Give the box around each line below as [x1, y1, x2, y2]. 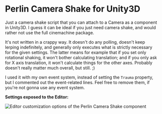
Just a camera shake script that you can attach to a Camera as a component [5, 19, 157, 25]
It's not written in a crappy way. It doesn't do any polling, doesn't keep [5, 39, 145, 45]
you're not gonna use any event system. [5, 84, 85, 90]
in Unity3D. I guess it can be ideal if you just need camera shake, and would [5, 24, 156, 30]
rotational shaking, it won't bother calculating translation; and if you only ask [5, 54, 157, 60]
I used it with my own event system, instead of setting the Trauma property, [5, 74, 153, 80]
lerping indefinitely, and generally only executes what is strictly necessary [5, 44, 152, 50]
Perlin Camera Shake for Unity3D [5, 3, 141, 15]
